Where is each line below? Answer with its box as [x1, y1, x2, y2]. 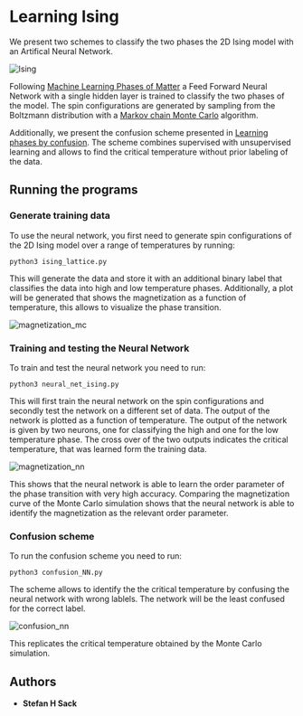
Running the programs [9, 183, 138, 198]
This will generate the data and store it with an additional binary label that [9, 273, 283, 284]
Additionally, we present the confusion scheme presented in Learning [9, 127, 269, 137]
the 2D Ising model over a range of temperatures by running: [9, 240, 235, 250]
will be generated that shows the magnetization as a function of [9, 292, 247, 303]
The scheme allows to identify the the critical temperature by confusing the [9, 584, 289, 595]
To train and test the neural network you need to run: [9, 362, 206, 372]
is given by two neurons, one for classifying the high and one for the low [9, 424, 279, 435]
